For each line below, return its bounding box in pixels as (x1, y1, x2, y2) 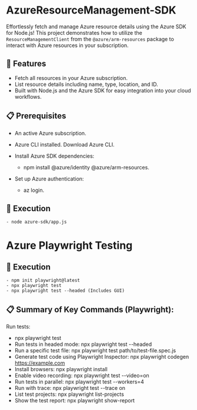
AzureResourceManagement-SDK (6, 4, 176, 17)
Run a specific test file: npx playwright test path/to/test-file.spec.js (14, 347, 176, 354)
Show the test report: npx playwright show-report (14, 397, 135, 404)
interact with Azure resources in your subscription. (6, 42, 129, 49)
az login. (23, 186, 45, 194)
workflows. (14, 93, 42, 100)
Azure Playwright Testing (6, 239, 133, 252)
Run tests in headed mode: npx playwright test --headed (14, 341, 152, 348)
